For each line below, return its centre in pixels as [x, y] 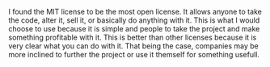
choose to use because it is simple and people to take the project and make [134, 29]
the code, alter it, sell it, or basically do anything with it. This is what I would [134, 20]
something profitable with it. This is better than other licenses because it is [133, 37]
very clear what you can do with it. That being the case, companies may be [133, 46]
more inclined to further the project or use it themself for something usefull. [134, 54]
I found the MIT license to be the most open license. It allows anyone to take [135, 12]
